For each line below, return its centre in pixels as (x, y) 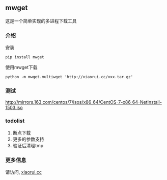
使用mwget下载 (21, 67)
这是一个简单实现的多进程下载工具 (41, 21)
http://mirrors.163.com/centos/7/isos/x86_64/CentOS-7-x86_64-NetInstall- (83, 102)
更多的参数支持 (28, 139)
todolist (15, 121)
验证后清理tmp (28, 145)
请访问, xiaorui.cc (24, 172)
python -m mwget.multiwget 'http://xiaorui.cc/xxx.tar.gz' (69, 77)
